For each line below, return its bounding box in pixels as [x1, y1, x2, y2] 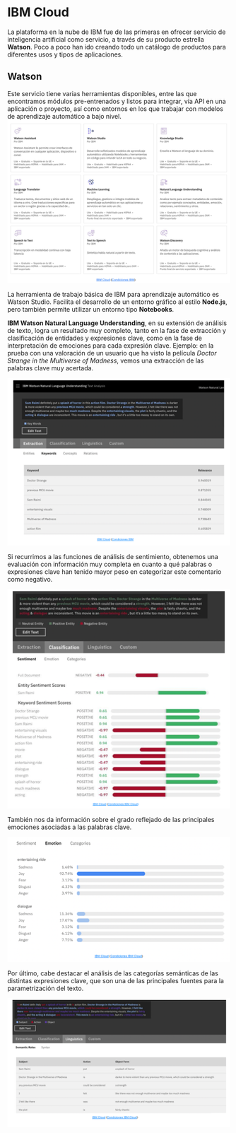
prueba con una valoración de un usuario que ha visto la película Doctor [7, 348, 217, 357]
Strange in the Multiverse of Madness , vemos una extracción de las [7, 356, 204, 365]
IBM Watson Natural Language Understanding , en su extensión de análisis [7, 319, 228, 327]
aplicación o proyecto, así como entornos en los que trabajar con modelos [7, 104, 224, 113]
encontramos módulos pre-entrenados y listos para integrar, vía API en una [7, 97, 226, 105]
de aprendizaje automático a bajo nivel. [7, 112, 122, 120]
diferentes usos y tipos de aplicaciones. [7, 50, 124, 59]
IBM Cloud [7, 4, 69, 20]
